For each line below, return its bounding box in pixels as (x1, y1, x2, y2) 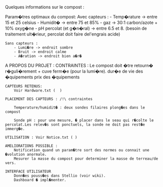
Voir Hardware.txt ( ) (14, 88, 62, 93)
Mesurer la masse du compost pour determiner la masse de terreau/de (14, 156, 159, 161)
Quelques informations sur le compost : (5, 4, 84, 10)
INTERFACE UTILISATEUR (5, 169, 51, 174)
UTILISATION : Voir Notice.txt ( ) (5, 135, 78, 140)
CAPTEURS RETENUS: (5, 84, 42, 89)
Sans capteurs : (5, 41, 38, 46)
